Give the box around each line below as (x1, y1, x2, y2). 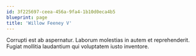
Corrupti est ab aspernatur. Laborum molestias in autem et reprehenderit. (6, 37, 190, 44)
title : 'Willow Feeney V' (6, 20, 72, 26)
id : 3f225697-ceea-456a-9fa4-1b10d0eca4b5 (6, 8, 116, 15)
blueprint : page (6, 14, 47, 20)
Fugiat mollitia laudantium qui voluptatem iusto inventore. (6, 43, 149, 50)
